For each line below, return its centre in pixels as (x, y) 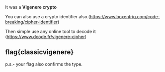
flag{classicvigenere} (40, 52)
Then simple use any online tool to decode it (50, 31)
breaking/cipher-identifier (32, 22)
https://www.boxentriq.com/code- (125, 17)
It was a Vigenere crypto (31, 7)
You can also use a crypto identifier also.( (48, 17)
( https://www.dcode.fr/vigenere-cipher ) (46, 37)
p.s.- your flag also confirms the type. (44, 64)
